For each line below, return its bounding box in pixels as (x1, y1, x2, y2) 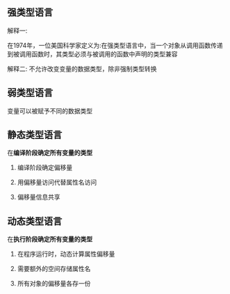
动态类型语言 (7, 215, 63, 227)
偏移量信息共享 (17, 193, 60, 202)
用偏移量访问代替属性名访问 (17, 178, 97, 186)
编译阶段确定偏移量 (17, 163, 73, 172)
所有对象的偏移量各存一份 (17, 279, 91, 288)
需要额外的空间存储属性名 (17, 265, 91, 273)
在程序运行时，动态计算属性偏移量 (17, 250, 115, 259)
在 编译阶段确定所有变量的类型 (7, 149, 92, 157)
